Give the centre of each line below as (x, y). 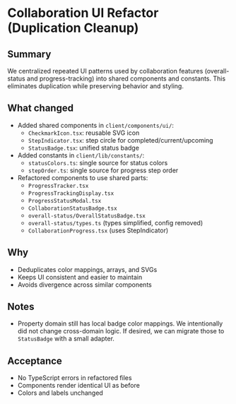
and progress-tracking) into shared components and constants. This (126, 78)
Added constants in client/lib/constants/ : (81, 155)
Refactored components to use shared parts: (83, 177)
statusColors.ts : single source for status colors (98, 162)
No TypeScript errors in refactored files (75, 378)
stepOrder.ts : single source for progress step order (103, 170)
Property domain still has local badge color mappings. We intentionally (120, 323)
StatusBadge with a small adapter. (66, 339)
